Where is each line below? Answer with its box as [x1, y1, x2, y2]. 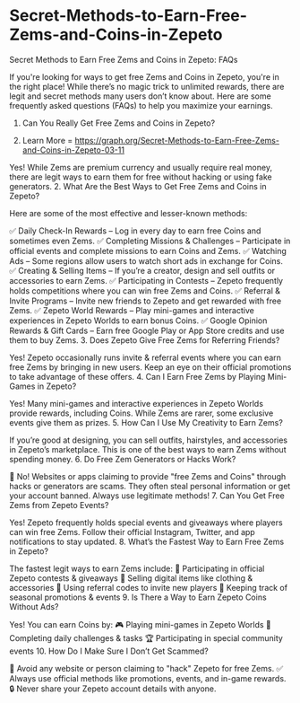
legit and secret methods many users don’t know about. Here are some [9, 91, 271, 101]
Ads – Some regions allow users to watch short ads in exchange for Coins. [9, 255, 284, 266]
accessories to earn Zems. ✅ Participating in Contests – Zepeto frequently [9, 275, 284, 286]
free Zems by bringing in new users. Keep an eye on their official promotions [9, 361, 292, 373]
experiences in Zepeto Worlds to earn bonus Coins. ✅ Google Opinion [9, 315, 268, 326]
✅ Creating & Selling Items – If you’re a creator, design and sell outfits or [9, 265, 276, 276]
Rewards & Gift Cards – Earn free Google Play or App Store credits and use [9, 325, 285, 336]
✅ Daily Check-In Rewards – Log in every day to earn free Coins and [9, 225, 261, 236]
